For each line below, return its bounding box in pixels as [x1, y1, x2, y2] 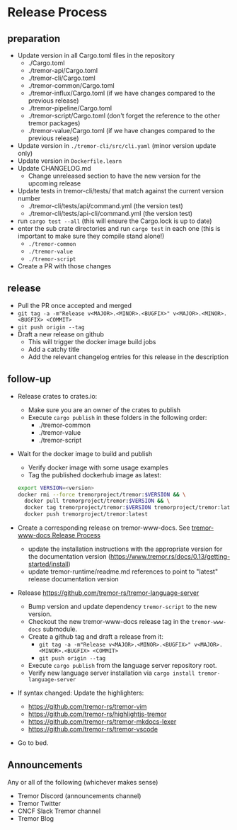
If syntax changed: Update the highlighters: [17, 688, 144, 697]
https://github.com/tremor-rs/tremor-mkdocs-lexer [28, 717, 177, 726]
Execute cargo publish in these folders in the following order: [28, 413, 207, 421]
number [17, 194, 41, 203]
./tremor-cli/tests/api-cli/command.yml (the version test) [28, 210, 193, 217]
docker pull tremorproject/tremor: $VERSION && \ [24, 497, 170, 505]
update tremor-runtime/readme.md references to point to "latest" [28, 567, 218, 576]
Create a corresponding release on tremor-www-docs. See [17, 523, 190, 532]
